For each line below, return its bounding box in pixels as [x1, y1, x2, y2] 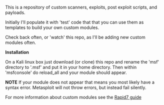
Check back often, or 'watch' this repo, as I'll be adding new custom [5, 34, 146, 40]
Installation [5, 49, 29, 55]
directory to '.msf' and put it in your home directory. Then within [5, 64, 136, 70]
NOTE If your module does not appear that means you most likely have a [5, 79, 155, 85]
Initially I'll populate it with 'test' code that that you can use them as [5, 19, 144, 25]
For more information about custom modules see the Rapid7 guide [5, 94, 141, 100]
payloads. [5, 9, 26, 15]
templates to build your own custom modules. [5, 24, 99, 30]
